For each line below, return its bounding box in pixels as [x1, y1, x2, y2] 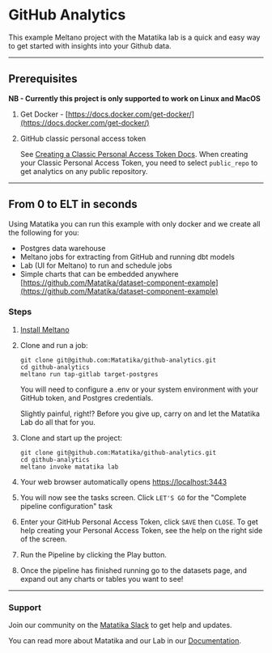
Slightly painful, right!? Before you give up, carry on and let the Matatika [19, 409, 261, 418]
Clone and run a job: [19, 340, 88, 350]
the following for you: [8, 227, 79, 237]
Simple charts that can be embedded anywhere [19, 269, 179, 278]
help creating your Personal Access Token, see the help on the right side [19, 525, 263, 535]
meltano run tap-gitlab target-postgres [19, 370, 159, 378]
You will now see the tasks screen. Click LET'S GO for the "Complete [19, 492, 247, 502]
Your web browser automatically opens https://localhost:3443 [19, 477, 227, 486]
